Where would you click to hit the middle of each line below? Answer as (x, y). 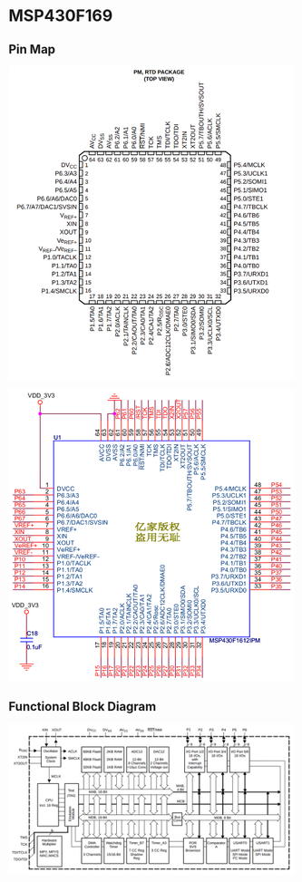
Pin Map (32, 49)
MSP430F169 (61, 16)
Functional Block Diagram (83, 707)
